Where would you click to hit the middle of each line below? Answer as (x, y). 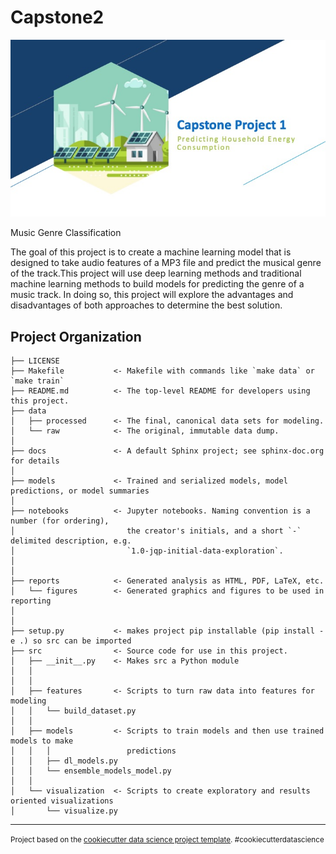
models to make (42, 741)
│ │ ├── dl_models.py (64, 761)
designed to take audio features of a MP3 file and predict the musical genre (166, 263)
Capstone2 (57, 17)
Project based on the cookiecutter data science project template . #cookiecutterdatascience (167, 840)
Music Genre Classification (66, 233)
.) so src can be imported (75, 641)
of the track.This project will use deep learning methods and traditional (156, 273)
